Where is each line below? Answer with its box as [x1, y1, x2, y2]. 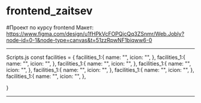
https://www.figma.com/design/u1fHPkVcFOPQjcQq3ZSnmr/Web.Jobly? [6, 30, 184, 37]
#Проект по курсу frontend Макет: [6, 24, 94, 31]
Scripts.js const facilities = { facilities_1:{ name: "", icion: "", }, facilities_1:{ [6, 54, 185, 61]
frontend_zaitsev [6, 4, 93, 18]
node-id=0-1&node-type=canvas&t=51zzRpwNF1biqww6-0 [6, 36, 153, 43]
